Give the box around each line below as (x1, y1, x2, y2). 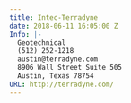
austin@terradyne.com (17, 55, 99, 64)
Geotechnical (17, 38, 66, 47)
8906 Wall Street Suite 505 (17, 64, 123, 73)
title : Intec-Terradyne (9, 13, 99, 22)
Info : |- (9, 30, 42, 39)
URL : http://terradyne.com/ (9, 80, 115, 89)
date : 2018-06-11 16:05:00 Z (9, 21, 118, 30)
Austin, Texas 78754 (17, 72, 94, 81)
